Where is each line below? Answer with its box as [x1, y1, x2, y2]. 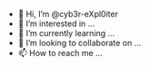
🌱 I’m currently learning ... [17, 28, 115, 38]
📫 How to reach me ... [17, 48, 103, 58]
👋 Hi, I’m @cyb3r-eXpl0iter [17, 9, 118, 19]
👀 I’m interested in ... [17, 18, 95, 29]
